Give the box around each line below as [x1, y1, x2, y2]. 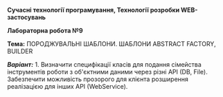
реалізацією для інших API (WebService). [7, 83, 128, 90]
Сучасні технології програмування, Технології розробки [7, 6, 180, 14]
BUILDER [7, 47, 33, 55]
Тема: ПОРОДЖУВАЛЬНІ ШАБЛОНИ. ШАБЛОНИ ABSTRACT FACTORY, [7, 40, 216, 47]
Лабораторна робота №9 [7, 27, 83, 34]
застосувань [7, 13, 46, 21]
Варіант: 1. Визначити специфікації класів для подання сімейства [7, 61, 202, 68]
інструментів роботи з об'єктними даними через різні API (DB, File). [7, 68, 208, 76]
